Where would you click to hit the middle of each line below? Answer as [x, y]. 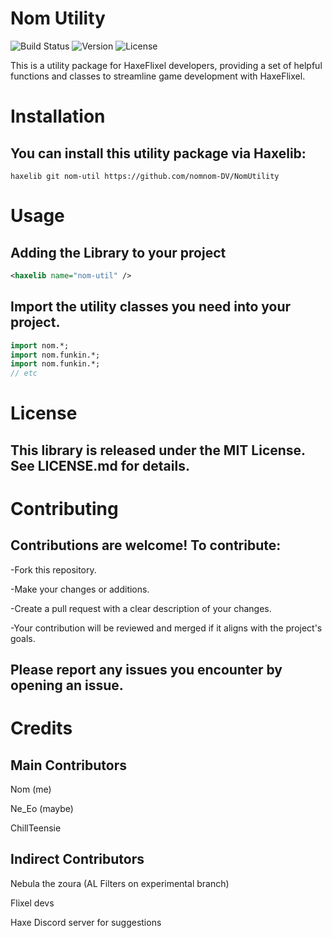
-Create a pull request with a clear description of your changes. [141, 608]
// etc [24, 373]
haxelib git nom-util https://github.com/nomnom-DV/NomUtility [145, 176]
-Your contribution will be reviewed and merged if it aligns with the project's [166, 628]
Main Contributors [68, 765]
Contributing [64, 508]
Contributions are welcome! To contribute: [146, 545]
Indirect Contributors [77, 859]
